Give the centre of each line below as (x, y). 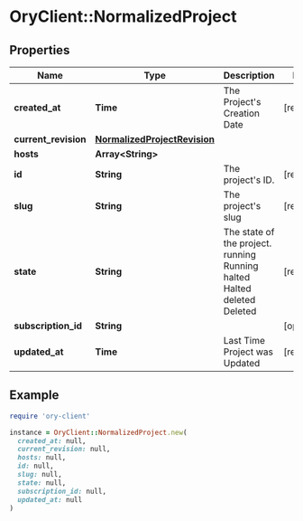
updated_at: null (50, 499)
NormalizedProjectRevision (155, 139)
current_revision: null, (64, 450)
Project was (248, 352)
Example (34, 395)
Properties (40, 50)
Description (249, 76)
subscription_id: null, (62, 491)
